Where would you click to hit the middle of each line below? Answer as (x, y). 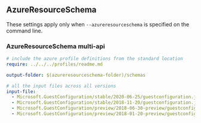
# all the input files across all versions (61, 86)
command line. (25, 31)
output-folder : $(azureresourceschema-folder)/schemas (76, 75)
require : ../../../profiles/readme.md (54, 64)
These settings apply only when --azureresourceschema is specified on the (98, 24)
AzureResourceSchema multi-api (56, 46)
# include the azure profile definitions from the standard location (95, 59)
